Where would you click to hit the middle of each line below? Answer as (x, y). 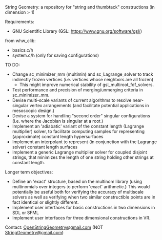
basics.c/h (22, 50)
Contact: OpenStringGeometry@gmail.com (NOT (54, 227)
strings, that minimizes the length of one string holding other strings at (83, 157)
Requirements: (20, 22)
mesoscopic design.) (33, 110)
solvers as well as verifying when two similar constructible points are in (84, 197)
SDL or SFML (25, 213)
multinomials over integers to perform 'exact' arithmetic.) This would (81, 187)
